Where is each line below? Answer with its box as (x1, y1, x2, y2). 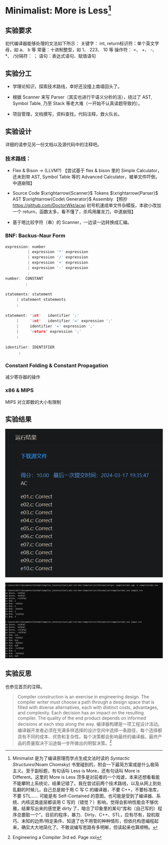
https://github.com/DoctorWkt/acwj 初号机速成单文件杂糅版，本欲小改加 (12, 202, 161, 208)
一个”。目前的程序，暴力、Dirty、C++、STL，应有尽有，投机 (29, 812, 156, 818)
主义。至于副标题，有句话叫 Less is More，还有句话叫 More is (12, 768, 140, 774)
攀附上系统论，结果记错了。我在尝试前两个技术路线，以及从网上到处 (21, 780, 161, 786)
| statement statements (16, 297, 66, 302)
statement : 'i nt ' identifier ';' (5, 313, 79, 318)
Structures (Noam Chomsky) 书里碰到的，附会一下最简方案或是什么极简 (12, 762, 159, 768)
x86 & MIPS (5, 387, 34, 394)
